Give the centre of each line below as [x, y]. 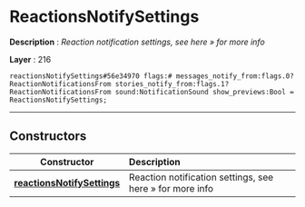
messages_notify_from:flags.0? [235, 76]
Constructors [48, 137]
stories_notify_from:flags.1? [172, 84]
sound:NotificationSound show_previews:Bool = [205, 92]
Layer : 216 [30, 59]
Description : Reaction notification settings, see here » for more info [137, 42]
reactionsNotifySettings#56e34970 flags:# [91, 76]
